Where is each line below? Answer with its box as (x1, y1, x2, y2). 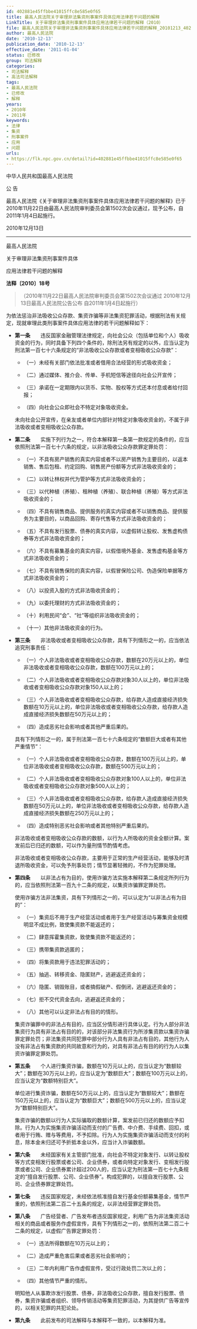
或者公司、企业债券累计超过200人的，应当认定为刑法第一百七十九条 (19, 1166, 184, 1173)
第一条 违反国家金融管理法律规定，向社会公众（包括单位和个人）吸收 (14, 332, 189, 339)
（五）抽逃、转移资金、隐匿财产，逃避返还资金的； (23, 971, 147, 978)
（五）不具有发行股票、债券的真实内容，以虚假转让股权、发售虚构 (23, 528, 183, 535)
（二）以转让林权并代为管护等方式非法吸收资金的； (23, 475, 147, 482)
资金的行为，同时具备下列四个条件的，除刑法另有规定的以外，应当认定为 (14, 339, 189, 346)
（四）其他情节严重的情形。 (23, 1277, 91, 1284)
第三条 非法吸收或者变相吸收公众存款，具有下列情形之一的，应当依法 (14, 637, 189, 644)
